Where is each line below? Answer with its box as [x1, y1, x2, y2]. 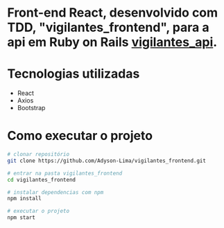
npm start [7, 214, 36, 221]
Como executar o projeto [7, 128, 153, 143]
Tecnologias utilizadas [7, 66, 140, 82]
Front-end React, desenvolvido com [7, 5, 218, 21]
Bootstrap [17, 104, 46, 112]
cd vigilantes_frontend [7, 176, 76, 183]
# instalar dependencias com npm [7, 188, 104, 195]
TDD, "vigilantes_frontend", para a [7, 19, 209, 35]
